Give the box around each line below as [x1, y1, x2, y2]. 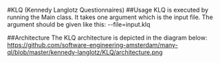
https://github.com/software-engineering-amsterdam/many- [7, 41, 179, 49]
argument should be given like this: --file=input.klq [7, 21, 151, 28]
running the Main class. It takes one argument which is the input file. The [7, 13, 213, 21]
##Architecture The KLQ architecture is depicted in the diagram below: [7, 34, 208, 42]
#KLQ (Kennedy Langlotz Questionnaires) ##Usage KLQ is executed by [7, 6, 208, 14]
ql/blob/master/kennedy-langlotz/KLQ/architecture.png [7, 48, 163, 56]
